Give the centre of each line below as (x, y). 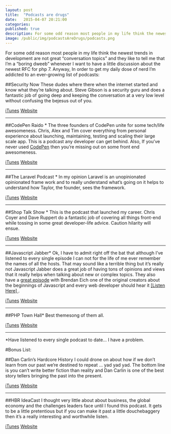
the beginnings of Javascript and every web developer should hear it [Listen (85, 285)
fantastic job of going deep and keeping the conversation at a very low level (85, 95)
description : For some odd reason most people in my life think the (79, 34)
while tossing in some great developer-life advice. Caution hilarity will (78, 223)
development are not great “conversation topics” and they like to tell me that (85, 58)
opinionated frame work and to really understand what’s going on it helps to (84, 182)
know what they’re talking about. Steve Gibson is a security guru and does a (85, 90)
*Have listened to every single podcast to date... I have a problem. (75, 340)
